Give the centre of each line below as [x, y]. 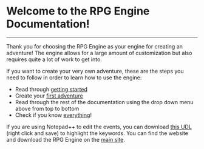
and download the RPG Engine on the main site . [66, 139]
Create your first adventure [49, 96]
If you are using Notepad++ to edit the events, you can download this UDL [99, 127]
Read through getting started [51, 89]
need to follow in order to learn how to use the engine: [74, 78]
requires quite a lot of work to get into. [54, 59]
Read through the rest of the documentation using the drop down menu [104, 102]
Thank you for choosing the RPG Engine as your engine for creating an [95, 46]
